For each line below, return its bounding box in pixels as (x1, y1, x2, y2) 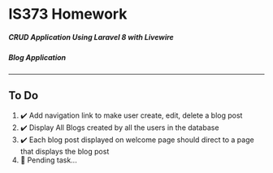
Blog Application (8, 53, 67, 63)
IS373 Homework (8, 5, 128, 24)
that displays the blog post (19, 147, 110, 157)
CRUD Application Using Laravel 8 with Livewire (8, 32, 175, 41)
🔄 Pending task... (19, 155, 77, 165)
